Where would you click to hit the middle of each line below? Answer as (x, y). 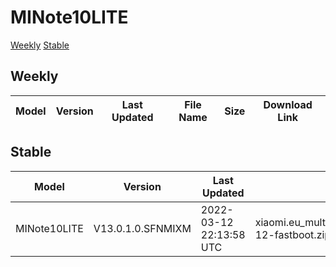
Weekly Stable (40, 45)
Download (288, 104)
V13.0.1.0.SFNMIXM (142, 228)
